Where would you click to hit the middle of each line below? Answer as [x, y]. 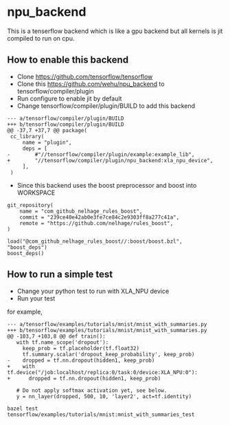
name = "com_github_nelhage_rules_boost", [81, 211]
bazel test [23, 408]
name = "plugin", [47, 142]
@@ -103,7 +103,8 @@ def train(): [57, 336]
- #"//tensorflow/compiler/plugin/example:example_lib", [101, 154]
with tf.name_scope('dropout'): [62, 342]
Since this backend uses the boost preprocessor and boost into [107, 185]
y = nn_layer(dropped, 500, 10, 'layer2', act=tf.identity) [104, 396]
